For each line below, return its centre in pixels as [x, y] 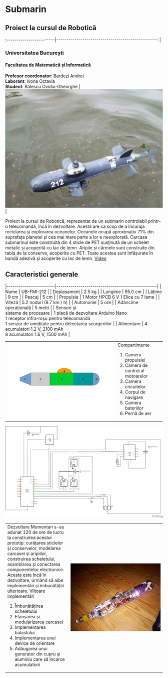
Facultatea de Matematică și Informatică [48, 65]
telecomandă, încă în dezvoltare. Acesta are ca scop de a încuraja [77, 226]
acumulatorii [27, 664]
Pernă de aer [138, 413]
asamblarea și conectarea [34, 564]
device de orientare [35, 643]
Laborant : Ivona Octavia [30, 81]
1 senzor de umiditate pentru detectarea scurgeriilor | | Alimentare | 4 [76, 323]
